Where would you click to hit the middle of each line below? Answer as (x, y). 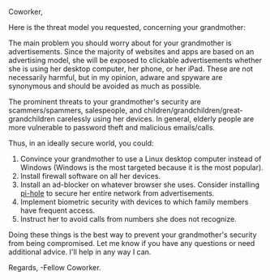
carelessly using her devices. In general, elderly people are (155, 119)
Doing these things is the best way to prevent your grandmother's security (133, 235)
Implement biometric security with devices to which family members (134, 202)
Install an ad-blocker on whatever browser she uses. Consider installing (140, 185)
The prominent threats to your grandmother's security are (105, 102)
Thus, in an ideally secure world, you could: (81, 143)
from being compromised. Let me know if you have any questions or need (132, 243)
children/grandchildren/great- (193, 110)
